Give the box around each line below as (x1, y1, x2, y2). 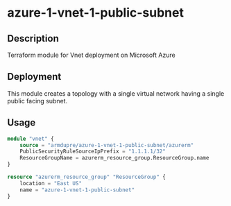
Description (7, 33, 59, 44)
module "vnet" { (7, 135, 54, 142)
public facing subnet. (7, 96, 68, 105)
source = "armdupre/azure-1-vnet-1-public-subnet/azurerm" (19, 141, 194, 148)
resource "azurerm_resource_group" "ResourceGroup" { (7, 173, 166, 180)
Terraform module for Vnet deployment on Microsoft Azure (7, 51, 176, 59)
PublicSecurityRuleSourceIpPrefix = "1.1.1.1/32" (19, 148, 166, 155)
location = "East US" (19, 180, 82, 187)
